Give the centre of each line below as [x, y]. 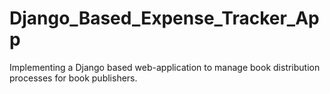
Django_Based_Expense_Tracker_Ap [164, 18]
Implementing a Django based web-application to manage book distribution [165, 67]
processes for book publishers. [73, 78]
